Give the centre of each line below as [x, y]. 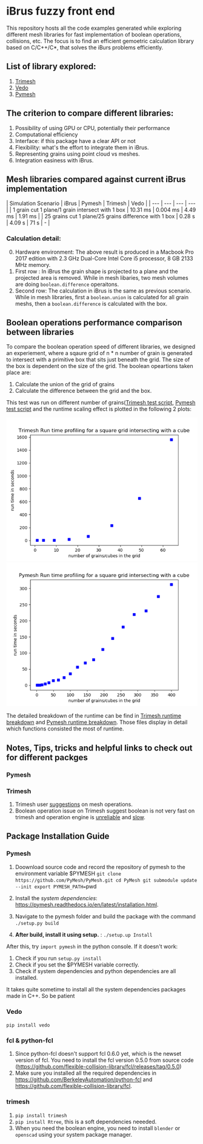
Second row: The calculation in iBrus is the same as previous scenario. [103, 291]
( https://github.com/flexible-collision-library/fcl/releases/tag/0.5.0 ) [98, 1067]
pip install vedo [28, 1025]
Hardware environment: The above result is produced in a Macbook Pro [104, 252]
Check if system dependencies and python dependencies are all [95, 971]
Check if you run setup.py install [58, 958]
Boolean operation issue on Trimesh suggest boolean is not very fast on [105, 811]
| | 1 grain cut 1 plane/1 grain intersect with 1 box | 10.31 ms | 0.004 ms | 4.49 [101, 210]
